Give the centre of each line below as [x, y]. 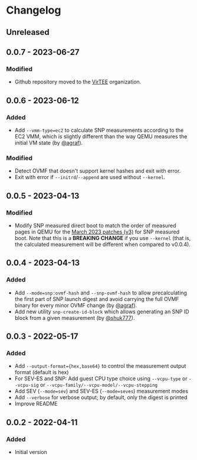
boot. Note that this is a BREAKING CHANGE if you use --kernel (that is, [103, 238]
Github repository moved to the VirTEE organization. [78, 82]
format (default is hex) [42, 372]
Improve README [36, 404]
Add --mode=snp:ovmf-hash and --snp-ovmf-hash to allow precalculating [101, 293]
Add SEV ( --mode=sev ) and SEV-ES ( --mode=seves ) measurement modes [101, 391]
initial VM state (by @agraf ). [49, 142]
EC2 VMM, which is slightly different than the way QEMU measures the [101, 136]
